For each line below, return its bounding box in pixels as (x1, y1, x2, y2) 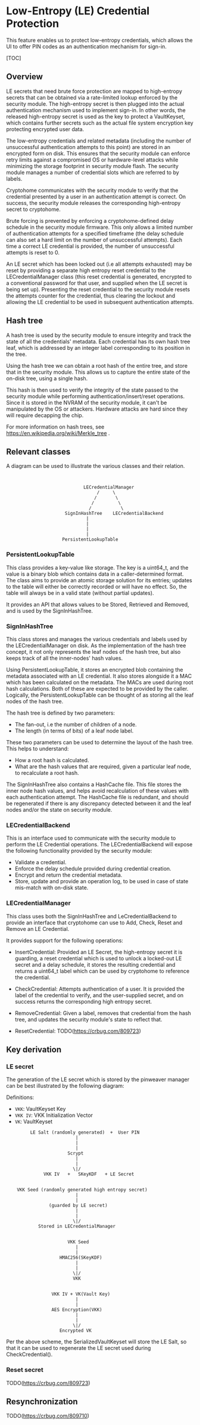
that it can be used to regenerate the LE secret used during (6, 1345, 151, 1352)
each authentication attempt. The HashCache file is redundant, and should (6, 793, 189, 800)
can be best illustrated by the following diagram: (6, 1082, 124, 1089)
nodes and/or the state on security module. (6, 806, 112, 813)
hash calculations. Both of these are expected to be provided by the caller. (6, 685, 189, 692)
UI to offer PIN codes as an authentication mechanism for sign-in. (6, 43, 167, 50)
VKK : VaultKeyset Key (14, 1106, 66, 1113)
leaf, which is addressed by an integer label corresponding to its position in (6, 344, 190, 351)
